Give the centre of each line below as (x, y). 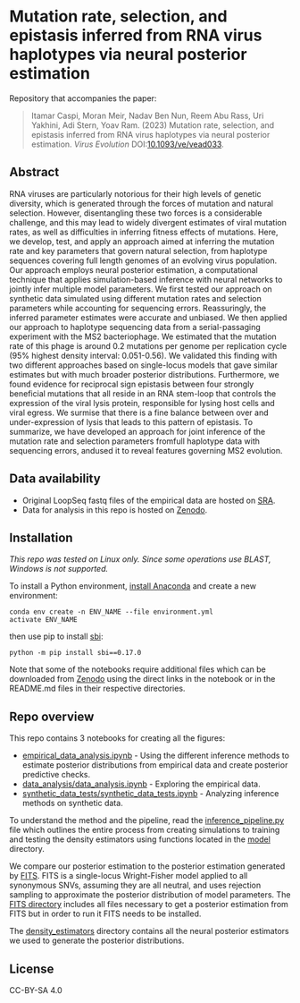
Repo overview (52, 716)
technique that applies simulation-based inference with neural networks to (146, 279)
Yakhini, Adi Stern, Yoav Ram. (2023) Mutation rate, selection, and (153, 125)
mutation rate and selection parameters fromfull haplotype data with (135, 441)
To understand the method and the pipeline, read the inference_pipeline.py (147, 820)
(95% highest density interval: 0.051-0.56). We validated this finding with (143, 355)
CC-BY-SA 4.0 (36, 990)
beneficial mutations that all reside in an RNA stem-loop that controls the (143, 393)
